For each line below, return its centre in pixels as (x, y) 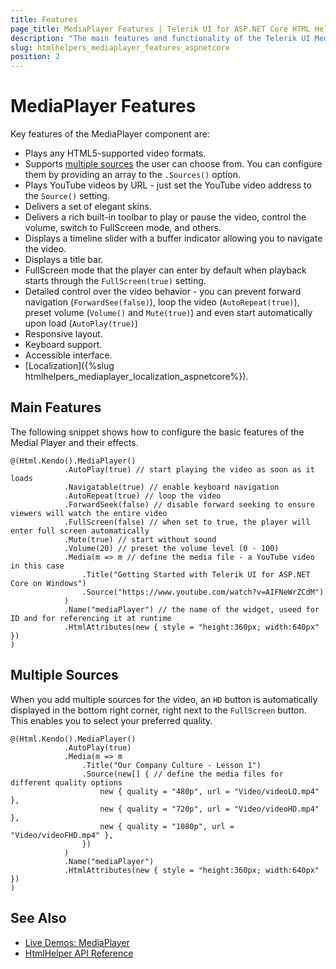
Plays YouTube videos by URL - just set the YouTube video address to (168, 185)
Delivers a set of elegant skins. (88, 207)
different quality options (66, 782)
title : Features (44, 19)
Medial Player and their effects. (74, 442)
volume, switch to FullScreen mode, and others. (123, 228)
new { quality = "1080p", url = (167, 826)
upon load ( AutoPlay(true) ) (81, 323)
